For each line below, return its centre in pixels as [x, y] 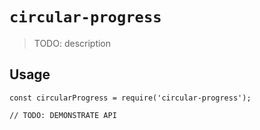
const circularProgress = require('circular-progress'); [130, 98]
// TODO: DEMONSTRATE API [63, 115]
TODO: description [72, 43]
